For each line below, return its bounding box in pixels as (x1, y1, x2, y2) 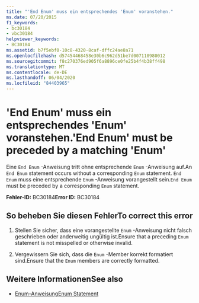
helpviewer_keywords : (6, 36, 60, 42)
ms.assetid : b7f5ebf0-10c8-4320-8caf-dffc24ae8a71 (6, 47, 134, 53)
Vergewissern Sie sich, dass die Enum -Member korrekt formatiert (14, 250, 174, 258)
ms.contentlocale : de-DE (6, 69, 68, 75)
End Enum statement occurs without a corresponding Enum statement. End (6, 170, 182, 177)
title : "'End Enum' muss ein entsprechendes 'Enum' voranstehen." (6, 8, 174, 15)
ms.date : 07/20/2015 (6, 14, 57, 20)
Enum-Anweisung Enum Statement (14, 290, 99, 297)
